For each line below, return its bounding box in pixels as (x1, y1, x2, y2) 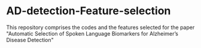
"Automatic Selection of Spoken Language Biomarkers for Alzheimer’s (6, 30, 178, 37)
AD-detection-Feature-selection (6, 4, 171, 18)
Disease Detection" (6, 36, 54, 43)
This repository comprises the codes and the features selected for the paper (6, 24, 195, 31)
